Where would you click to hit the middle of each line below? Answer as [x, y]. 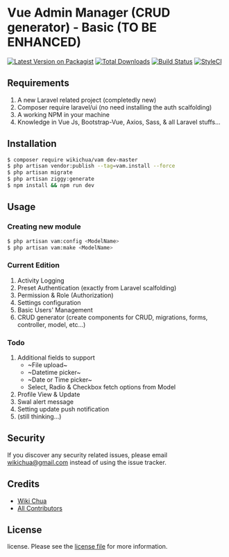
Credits [24, 484]
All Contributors [40, 508]
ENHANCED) [44, 42]
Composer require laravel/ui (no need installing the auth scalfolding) [114, 107]
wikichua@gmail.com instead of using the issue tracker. [87, 462]
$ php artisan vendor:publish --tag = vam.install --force [91, 166]
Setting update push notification [63, 409]
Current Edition [34, 265]
